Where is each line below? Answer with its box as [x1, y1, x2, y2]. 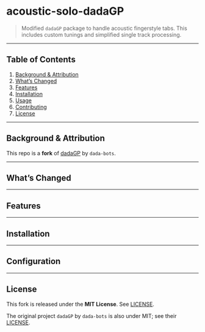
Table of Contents [6, 54, 76, 65]
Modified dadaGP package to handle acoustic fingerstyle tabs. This [21, 24, 187, 32]
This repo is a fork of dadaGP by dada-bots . [6, 149, 116, 157]
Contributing [15, 103, 47, 111]
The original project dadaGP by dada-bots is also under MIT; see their [6, 312, 177, 319]
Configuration [6, 256, 61, 267]
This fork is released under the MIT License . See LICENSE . [6, 300, 154, 308]
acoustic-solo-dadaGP [6, 4, 124, 18]
